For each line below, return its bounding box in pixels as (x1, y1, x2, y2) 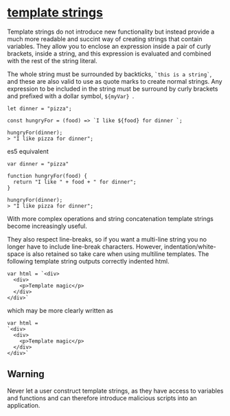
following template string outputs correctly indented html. (7, 257, 170, 265)
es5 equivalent (7, 147, 49, 155)
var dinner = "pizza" (7, 160, 69, 167)
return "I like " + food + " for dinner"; (13, 178, 137, 185)
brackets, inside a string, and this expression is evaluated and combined (7, 49, 211, 58)
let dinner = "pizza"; (7, 105, 72, 112)
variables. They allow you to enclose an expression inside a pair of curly (7, 42, 211, 50)
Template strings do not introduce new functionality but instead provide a (7, 27, 215, 36)
